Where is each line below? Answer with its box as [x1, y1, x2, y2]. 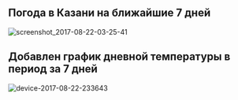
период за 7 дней [8, 62, 99, 76]
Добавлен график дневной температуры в [8, 50, 231, 64]
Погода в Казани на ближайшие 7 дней [8, 6, 211, 20]
